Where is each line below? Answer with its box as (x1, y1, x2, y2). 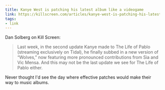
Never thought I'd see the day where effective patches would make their (5, 74, 151, 80)
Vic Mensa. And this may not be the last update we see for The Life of (17, 60, 159, 65)
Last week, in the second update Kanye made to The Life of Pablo (17, 44, 151, 50)
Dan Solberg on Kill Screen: (5, 34, 61, 40)
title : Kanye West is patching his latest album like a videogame (5, 7, 144, 12)
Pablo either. (17, 65, 43, 71)
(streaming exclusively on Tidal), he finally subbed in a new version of (17, 49, 159, 55)
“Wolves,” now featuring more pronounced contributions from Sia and (17, 55, 159, 60)
